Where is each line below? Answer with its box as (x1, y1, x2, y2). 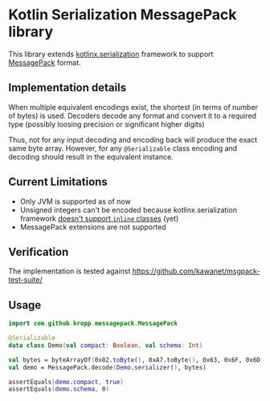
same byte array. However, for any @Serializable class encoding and (8, 143, 238, 153)
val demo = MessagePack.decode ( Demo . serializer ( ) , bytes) (8, 363, 207, 371)
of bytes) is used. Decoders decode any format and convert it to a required (8, 111, 257, 120)
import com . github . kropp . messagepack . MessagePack (8, 319, 178, 328)
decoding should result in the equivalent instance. (8, 152, 174, 161)
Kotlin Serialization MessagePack (8, 6, 237, 24)
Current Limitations (8, 175, 108, 189)
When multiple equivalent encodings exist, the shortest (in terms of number (8, 102, 259, 111)
